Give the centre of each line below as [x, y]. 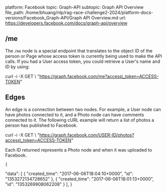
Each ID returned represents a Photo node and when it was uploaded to [79, 150]
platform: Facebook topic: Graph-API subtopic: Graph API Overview [74, 7]
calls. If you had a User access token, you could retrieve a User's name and [83, 61]
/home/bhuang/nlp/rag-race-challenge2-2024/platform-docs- [89, 12]
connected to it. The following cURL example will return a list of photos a [80, 120]
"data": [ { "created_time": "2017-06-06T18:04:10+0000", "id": [69, 174]
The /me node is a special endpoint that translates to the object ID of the [79, 51]
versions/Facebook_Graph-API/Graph [44, 18]
